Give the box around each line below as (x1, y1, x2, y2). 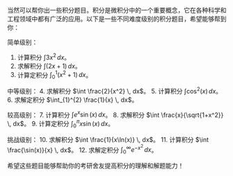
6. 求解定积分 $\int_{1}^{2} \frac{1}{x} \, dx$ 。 (7, 96, 138, 104)
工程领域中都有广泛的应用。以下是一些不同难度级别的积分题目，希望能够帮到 (7, 15, 227, 23)
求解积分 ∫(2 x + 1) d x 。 (17, 62, 81, 70)
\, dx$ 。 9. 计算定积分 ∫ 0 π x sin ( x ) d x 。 (7, 118, 115, 130)
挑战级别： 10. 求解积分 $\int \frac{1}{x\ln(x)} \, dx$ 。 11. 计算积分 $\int (7, 135, 209, 143)
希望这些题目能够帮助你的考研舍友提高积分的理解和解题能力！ (7, 161, 184, 170)
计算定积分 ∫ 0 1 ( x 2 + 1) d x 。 (17, 69, 93, 81)
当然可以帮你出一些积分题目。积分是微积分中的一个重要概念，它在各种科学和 (7, 6, 227, 14)
